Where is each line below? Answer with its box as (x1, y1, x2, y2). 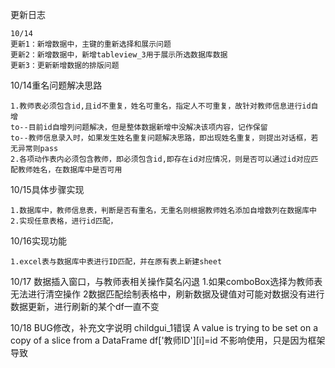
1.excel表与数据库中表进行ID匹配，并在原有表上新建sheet (10, 257, 223, 267)
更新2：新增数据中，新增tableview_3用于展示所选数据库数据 (10, 50, 228, 60)
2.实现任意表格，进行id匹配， (10, 216, 118, 226)
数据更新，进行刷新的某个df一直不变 (10, 301, 160, 312)
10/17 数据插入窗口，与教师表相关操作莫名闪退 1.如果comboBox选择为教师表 (10, 276, 323, 287)
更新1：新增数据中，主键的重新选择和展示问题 (10, 39, 172, 49)
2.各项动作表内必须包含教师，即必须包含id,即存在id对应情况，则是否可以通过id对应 (10, 154, 312, 164)
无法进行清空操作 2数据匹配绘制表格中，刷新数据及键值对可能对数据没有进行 (10, 288, 325, 300)
